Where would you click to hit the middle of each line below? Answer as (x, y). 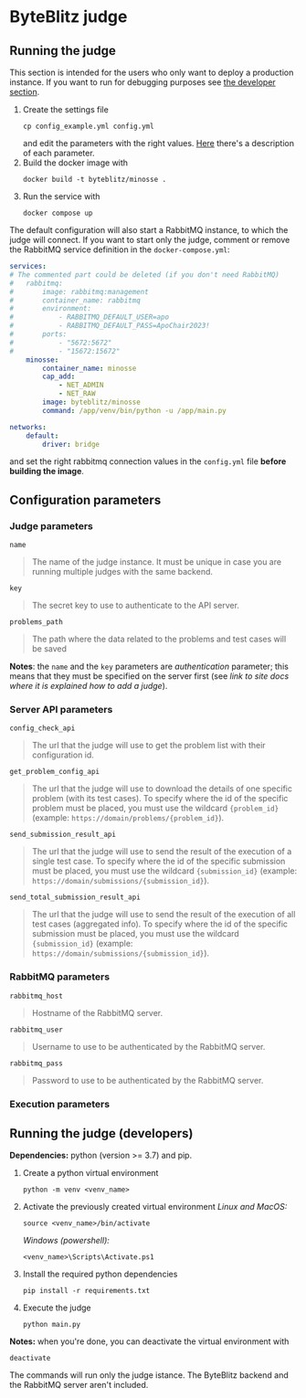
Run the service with (61, 196)
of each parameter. (58, 153)
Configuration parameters (85, 500)
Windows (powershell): (66, 1241)
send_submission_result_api (63, 835)
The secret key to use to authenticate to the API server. (136, 606)
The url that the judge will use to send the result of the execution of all (164, 915)
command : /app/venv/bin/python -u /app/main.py (134, 410)
